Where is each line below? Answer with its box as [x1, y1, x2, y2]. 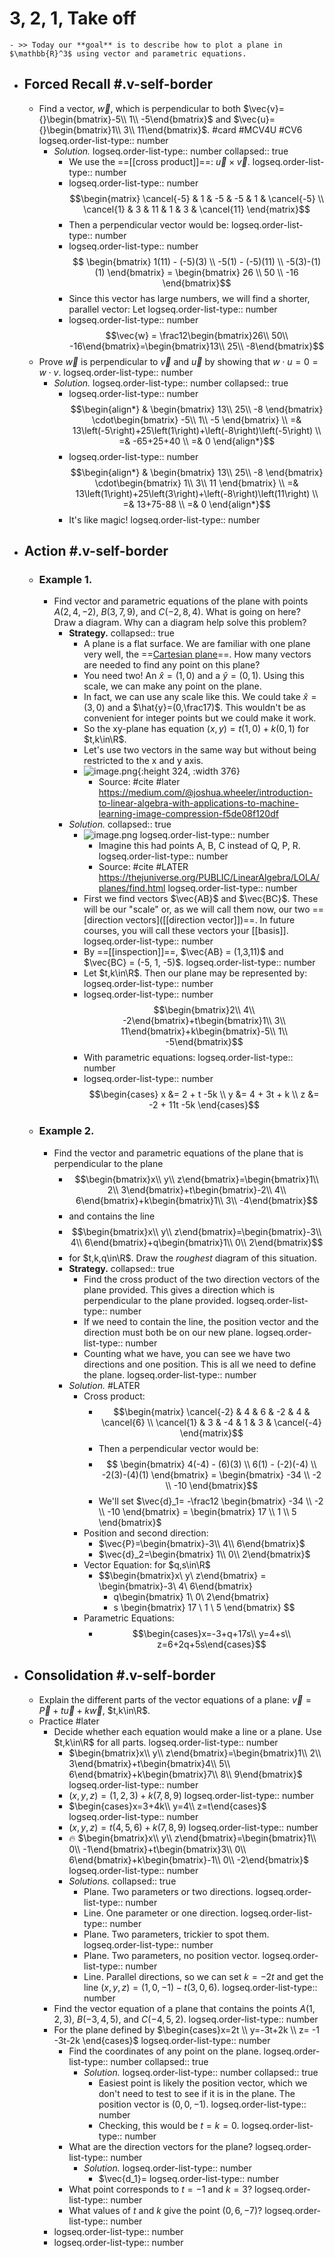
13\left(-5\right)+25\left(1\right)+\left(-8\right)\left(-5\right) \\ [72, 424, 322, 436]
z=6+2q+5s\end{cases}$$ [157, 1638, 267, 1650]
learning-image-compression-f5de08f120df [98, 808, 279, 820]
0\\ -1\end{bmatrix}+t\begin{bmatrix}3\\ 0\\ [68, 1843, 247, 1855]
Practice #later [38, 1715, 100, 1727]
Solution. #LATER [68, 1379, 141, 1391]
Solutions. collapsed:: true [68, 1875, 177, 1887]
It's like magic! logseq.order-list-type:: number [68, 513, 261, 526]
